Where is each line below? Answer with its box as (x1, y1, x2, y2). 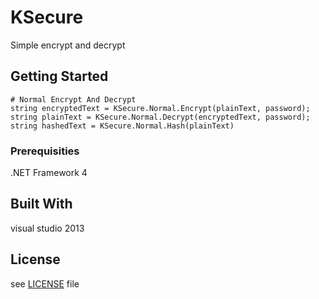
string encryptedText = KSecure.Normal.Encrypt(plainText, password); (10, 103, 311, 113)
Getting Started (10, 68, 109, 85)
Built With (10, 196, 73, 213)
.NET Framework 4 (10, 167, 88, 179)
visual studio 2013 (10, 222, 85, 234)
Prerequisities (10, 144, 80, 158)
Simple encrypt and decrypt (10, 39, 126, 51)
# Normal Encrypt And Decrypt (10, 94, 137, 105)
